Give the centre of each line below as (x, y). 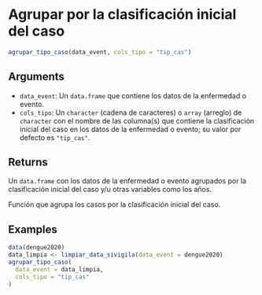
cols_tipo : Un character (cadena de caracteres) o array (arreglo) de (131, 112)
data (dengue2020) (37, 248)
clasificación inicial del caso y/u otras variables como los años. (110, 190)
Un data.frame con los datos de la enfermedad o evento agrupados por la (127, 181)
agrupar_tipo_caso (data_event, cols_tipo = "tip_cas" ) (100, 52)
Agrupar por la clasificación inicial (122, 15)
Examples (33, 229)
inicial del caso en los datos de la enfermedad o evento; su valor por (130, 129)
